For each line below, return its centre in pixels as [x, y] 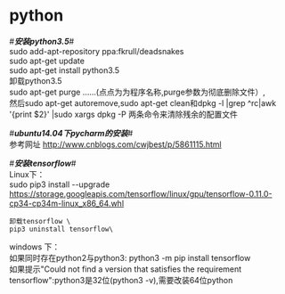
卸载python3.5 [36, 80]
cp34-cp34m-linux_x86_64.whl [67, 203]
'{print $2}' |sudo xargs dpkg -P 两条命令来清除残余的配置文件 [123, 114]
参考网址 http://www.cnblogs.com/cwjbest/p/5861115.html [115, 144]
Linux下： [27, 174]
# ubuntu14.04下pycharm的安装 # [71, 133]
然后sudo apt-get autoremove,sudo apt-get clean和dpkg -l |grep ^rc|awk [143, 102]
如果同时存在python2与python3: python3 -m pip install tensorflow [130, 257]
